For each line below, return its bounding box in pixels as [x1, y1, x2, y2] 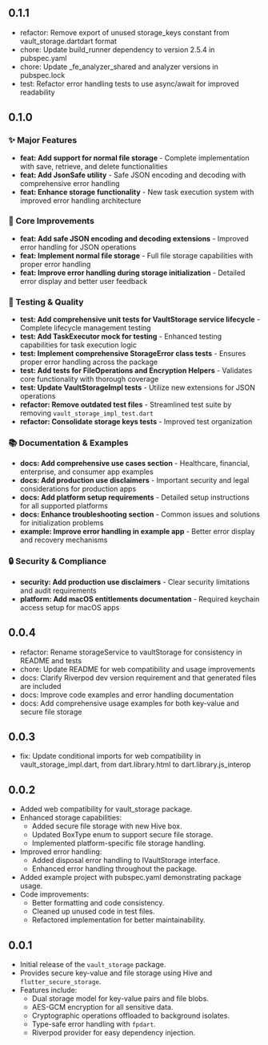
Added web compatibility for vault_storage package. [19, 804, 193, 814]
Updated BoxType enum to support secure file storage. [31, 830, 214, 840]
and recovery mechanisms [19, 535, 108, 545]
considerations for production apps [19, 484, 137, 494]
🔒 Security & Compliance [8, 556, 106, 567]
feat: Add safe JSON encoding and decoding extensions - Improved [19, 233, 250, 243]
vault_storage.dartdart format [19, 36, 118, 46]
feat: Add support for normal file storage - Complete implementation [19, 152, 250, 163]
